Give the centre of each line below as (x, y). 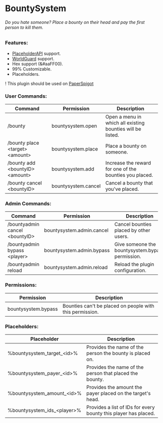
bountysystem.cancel (76, 186)
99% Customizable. (32, 69)
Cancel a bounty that (129, 183)
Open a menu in (123, 117)
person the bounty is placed (118, 353)
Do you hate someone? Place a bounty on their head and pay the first (75, 22)
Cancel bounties (133, 224)
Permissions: (21, 285)
